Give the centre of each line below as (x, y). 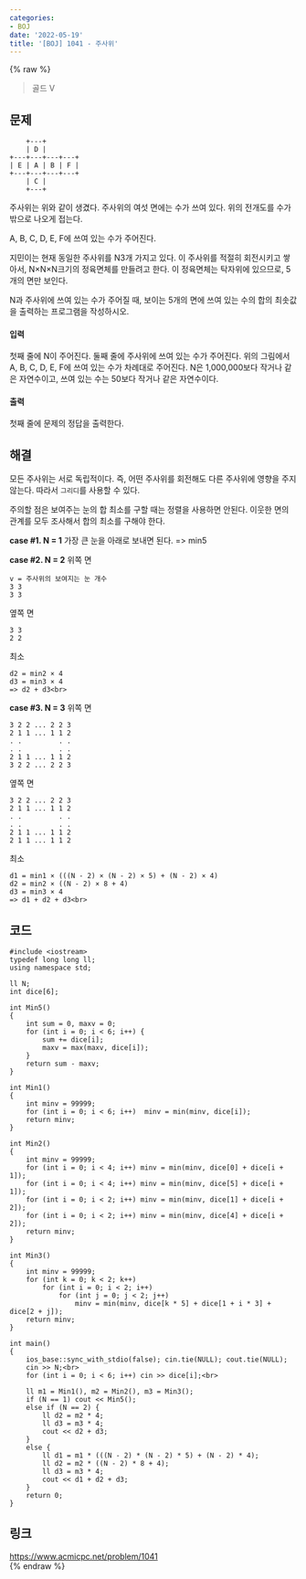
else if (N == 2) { (63, 1408)
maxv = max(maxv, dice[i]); (95, 1048)
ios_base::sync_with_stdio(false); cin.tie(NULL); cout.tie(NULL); (157, 1360)
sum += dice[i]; (73, 1040)
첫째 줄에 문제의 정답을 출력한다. (67, 424)
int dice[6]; (34, 992)
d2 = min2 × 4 (37, 674)
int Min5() (30, 1008)
